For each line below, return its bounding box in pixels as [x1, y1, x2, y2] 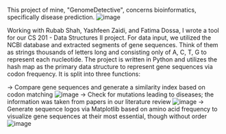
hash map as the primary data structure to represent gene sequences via [7, 63, 214, 70]
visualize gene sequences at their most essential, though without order [7, 112, 208, 120]
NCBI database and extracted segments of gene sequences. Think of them [7, 41, 218, 49]
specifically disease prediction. [7, 13, 95, 21]
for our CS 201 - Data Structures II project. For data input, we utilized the [7, 33, 212, 42]
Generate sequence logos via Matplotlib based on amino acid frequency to [7, 105, 218, 113]
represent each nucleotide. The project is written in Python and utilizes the [7, 55, 218, 64]
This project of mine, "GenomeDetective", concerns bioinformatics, [7, 6, 197, 14]
